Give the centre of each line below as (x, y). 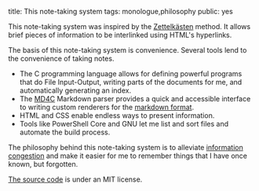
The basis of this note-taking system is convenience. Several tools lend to (128, 50)
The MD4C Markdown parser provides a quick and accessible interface (135, 99)
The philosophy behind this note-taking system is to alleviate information (126, 147)
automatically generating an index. (75, 90)
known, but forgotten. (43, 164)
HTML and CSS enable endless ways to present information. (117, 116)
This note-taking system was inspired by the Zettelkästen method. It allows (129, 26)
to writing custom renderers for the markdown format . (107, 107)
